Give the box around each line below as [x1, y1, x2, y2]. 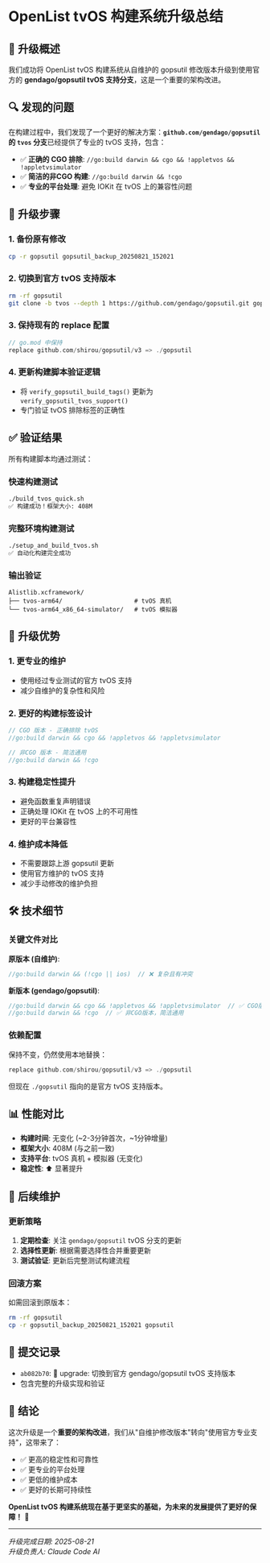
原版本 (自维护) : [8, 954, 60, 964]
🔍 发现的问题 [8, 101, 75, 114]
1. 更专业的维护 [8, 656, 67, 667]
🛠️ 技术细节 [8, 904, 64, 918]
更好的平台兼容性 [19, 816, 77, 826]
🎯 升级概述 [8, 42, 60, 56]
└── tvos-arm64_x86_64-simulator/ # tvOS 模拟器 [8, 605, 178, 613]
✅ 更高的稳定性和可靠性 [19, 1454, 99, 1464]
